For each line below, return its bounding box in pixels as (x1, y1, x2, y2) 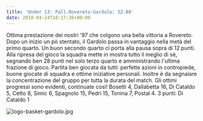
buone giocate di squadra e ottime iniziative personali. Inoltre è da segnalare (6, 70, 197, 77)
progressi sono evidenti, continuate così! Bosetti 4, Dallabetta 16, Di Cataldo (6, 83, 195, 90)
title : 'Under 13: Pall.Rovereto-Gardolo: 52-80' (6, 9, 135, 15)
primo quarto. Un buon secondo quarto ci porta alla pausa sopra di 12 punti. (6, 44, 196, 52)
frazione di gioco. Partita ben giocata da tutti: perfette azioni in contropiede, (6, 63, 196, 71)
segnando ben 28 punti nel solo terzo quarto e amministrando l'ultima (6, 57, 180, 64)
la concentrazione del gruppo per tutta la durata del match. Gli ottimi (6, 77, 177, 84)
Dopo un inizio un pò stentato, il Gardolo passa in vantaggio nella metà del (6, 38, 192, 45)
